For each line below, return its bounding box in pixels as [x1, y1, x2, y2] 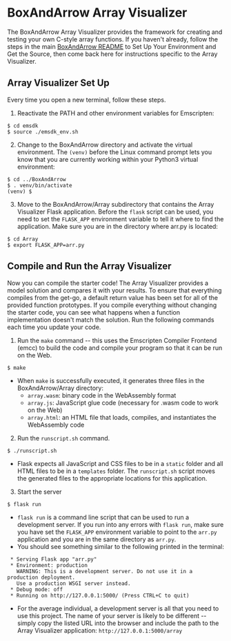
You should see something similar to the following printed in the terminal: [17, 542, 224, 550]
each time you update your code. [7, 323, 101, 331]
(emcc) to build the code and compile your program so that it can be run [17, 344, 223, 352]
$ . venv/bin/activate [7, 182, 72, 189]
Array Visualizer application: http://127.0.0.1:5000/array [17, 626, 183, 634]
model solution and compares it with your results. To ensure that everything [7, 286, 222, 295]
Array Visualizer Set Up [7, 77, 110, 89]
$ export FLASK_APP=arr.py [7, 241, 85, 248]
